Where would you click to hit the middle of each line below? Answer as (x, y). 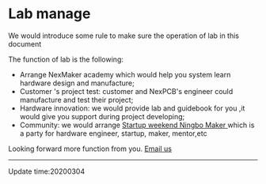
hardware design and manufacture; (77, 83)
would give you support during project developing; (102, 116)
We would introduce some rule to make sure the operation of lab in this (124, 36)
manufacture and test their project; (76, 100)
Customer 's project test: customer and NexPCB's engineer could (126, 91)
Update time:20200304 (47, 171)
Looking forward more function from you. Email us (90, 148)
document (25, 43)
